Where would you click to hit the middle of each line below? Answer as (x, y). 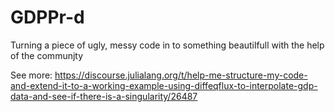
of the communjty (47, 55)
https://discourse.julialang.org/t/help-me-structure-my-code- (181, 75)
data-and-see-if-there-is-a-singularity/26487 (104, 96)
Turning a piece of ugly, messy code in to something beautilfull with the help (167, 45)
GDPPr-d (47, 17)
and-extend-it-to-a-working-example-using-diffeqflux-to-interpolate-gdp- (164, 85)
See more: (31, 75)
